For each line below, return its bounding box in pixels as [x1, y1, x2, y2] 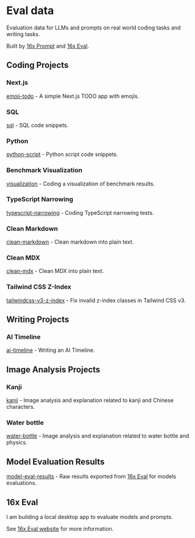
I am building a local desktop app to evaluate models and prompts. [6, 514, 174, 520]
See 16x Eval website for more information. [6, 525, 114, 532]
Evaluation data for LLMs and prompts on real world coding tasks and [6, 24, 181, 31]
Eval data [6, 4, 54, 18]
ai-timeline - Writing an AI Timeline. [6, 346, 96, 354]
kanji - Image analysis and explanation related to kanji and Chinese [6, 397, 174, 404]
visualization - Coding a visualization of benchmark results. [6, 180, 155, 187]
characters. [6, 403, 35, 411]
